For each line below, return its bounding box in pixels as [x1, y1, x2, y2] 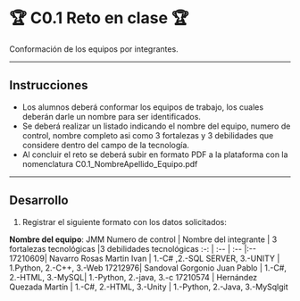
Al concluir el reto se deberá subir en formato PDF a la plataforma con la [21, 149, 288, 160]
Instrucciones [9, 78, 88, 93]
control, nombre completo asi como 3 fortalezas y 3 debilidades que [21, 130, 274, 140]
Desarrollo [9, 193, 69, 208]
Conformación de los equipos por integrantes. [9, 43, 179, 54]
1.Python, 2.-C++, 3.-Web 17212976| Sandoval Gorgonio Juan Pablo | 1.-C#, [9, 262, 287, 273]
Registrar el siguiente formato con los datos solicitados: [21, 216, 228, 227]
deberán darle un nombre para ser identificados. [21, 111, 201, 121]
